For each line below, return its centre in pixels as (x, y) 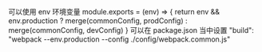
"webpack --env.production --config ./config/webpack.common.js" (119, 39)
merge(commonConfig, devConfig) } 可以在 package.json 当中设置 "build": (131, 30)
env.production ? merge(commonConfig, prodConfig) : (98, 21)
